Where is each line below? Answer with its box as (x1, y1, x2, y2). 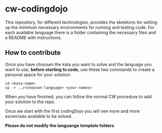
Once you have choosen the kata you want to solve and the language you (5, 61, 152, 67)
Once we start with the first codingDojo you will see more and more (5, 108, 140, 114)
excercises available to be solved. (5, 113, 73, 119)
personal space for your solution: (5, 71, 71, 78)
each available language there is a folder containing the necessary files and (5, 29, 156, 35)
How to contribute (5, 49, 61, 57)
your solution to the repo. (5, 99, 56, 105)
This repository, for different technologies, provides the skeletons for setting (5, 19, 158, 25)
